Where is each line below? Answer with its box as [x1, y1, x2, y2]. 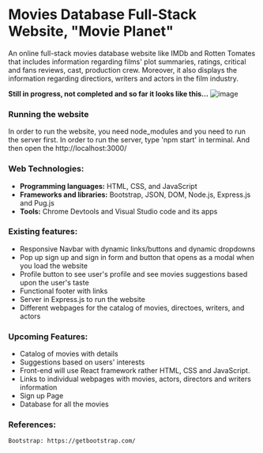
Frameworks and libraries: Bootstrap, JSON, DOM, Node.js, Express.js [19, 190, 251, 199]
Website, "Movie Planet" [8, 22, 174, 40]
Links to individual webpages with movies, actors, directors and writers [19, 374, 251, 384]
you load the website [19, 261, 88, 270]
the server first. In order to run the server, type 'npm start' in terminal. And [8, 135, 250, 145]
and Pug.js [19, 198, 55, 207]
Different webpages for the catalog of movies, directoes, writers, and [19, 303, 245, 312]
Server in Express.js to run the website [19, 294, 146, 304]
